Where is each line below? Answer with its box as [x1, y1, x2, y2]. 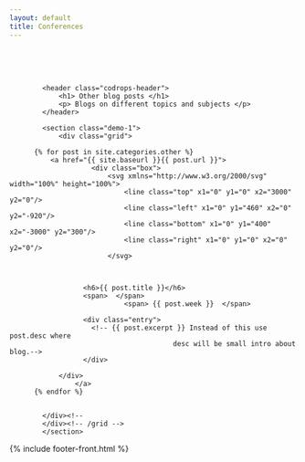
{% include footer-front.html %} [9, 443, 130, 454]
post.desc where [9, 331, 71, 341]
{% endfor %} [33, 387, 84, 396]
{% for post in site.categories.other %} [33, 147, 195, 156]
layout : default [9, 13, 71, 23]
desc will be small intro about [173, 339, 297, 348]
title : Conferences [9, 22, 84, 31]
